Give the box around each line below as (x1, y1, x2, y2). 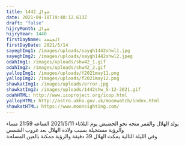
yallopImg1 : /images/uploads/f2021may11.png (6, 70, 120, 76)
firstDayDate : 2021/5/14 (6, 42, 68, 48)
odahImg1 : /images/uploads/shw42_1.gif (6, 59, 106, 65)
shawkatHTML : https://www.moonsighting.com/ (6, 103, 120, 109)
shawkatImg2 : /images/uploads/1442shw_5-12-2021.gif (6, 87, 141, 93)
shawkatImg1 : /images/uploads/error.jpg (6, 81, 109, 87)
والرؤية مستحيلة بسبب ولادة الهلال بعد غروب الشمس (6, 126, 124, 133)
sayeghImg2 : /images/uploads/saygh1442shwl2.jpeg (6, 53, 133, 59)
